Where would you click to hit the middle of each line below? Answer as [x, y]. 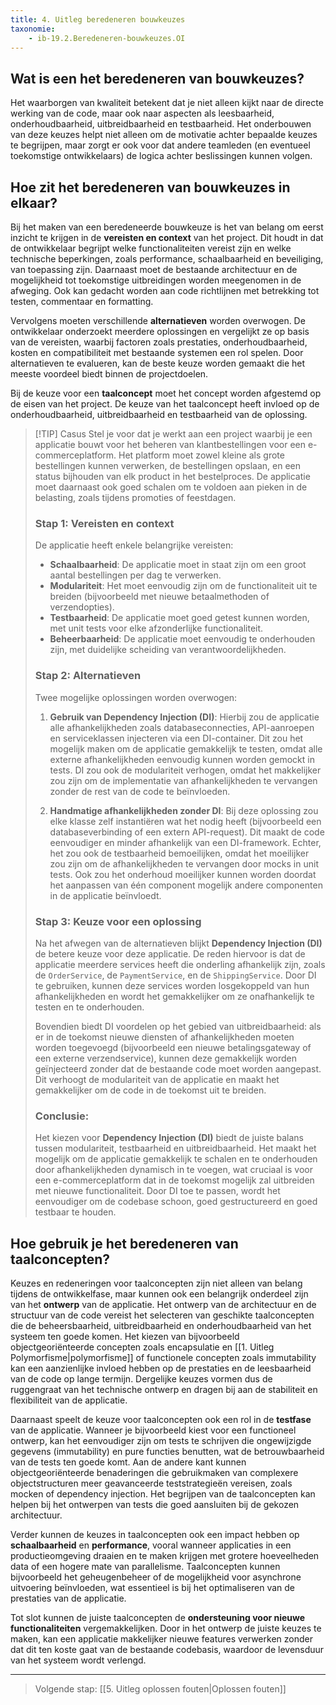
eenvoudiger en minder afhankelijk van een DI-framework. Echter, [185, 842]
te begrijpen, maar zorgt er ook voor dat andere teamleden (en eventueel [160, 145]
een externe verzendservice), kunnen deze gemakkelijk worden [166, 1058]
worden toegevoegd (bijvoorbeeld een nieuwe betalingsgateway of [173, 1047]
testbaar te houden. [75, 1212]
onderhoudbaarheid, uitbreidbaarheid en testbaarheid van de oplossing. [159, 414]
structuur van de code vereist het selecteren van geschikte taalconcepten [162, 1315]
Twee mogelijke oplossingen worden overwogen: [136, 697]
